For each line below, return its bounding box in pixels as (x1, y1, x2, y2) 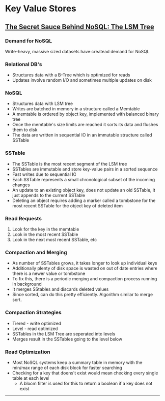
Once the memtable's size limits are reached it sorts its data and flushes (12, 122, 158, 128)
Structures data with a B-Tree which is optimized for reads (12, 72, 131, 78)
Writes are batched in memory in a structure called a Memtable (12, 106, 140, 112)
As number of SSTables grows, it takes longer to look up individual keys (12, 260, 157, 266)
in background (12, 281, 42, 287)
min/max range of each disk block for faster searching (12, 365, 122, 370)
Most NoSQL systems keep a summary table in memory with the (12, 359, 142, 365)
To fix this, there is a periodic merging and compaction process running (12, 276, 157, 282)
